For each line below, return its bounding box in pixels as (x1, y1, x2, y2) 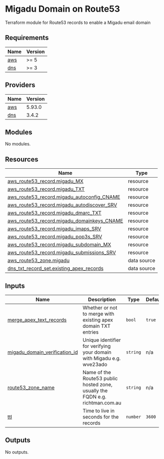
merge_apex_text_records (7, 317, 67, 323)
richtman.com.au (82, 399, 122, 406)
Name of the (82, 369, 111, 376)
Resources (5, 155, 39, 163)
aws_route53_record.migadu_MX (7, 178, 84, 185)
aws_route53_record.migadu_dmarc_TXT (7, 210, 102, 217)
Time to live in (82, 407, 115, 414)
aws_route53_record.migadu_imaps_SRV (7, 225, 102, 232)
